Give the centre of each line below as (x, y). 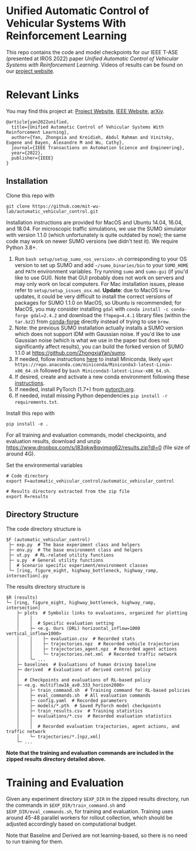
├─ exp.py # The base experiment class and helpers (75, 545)
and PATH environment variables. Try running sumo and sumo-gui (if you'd (101, 271)
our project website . (30, 71)
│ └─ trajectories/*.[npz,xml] (59, 737)
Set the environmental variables (45, 465)
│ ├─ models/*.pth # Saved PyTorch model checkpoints (89, 705)
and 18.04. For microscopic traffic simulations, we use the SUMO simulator (96, 229)
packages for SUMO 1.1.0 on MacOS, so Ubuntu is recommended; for (98, 302)
